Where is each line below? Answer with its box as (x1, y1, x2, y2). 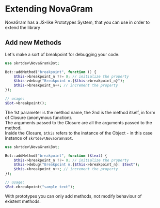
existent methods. (5, 198, 41, 204)
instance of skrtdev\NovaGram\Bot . (5, 135, 74, 141)
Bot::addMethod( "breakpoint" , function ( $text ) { (5, 153, 108, 158)
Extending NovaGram (5, 3, 93, 15)
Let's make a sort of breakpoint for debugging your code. (5, 51, 120, 57)
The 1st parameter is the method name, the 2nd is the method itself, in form (5, 109, 156, 115)
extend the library (5, 24, 40, 30)
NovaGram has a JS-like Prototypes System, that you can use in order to (5, 19, 150, 25)
